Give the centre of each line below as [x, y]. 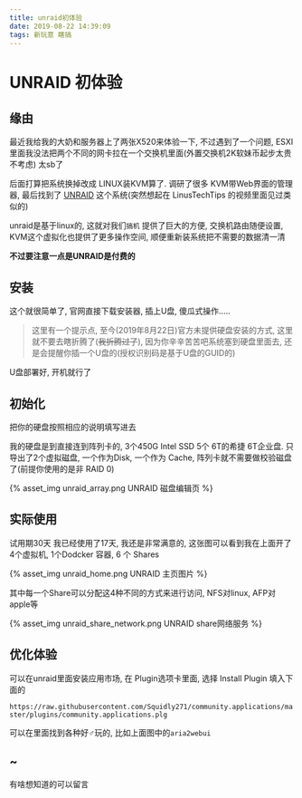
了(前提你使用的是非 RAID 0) [62, 469]
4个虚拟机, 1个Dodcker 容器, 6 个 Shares [85, 554]
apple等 [24, 604]
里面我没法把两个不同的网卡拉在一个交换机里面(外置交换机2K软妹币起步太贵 [151, 153]
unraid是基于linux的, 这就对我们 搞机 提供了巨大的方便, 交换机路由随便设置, [146, 226]
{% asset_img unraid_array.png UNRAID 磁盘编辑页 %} [112, 488]
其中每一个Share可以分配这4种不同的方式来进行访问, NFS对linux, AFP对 [142, 592]
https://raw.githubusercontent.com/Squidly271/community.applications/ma [151, 707]
